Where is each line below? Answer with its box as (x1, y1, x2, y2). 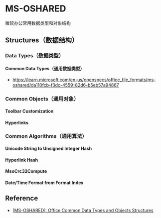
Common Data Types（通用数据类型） (5, 65, 85, 71)
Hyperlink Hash (5, 157, 38, 163)
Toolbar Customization (5, 108, 54, 114)
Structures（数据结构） (5, 36, 79, 45)
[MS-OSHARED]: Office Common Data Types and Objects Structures (12, 207, 154, 213)
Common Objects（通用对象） (5, 96, 79, 103)
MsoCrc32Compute (5, 168, 47, 174)
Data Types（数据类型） (5, 52, 64, 59)
